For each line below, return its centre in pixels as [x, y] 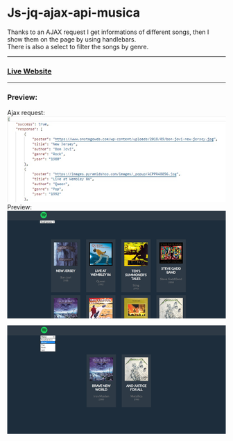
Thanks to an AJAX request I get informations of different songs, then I [108, 32]
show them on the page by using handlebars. [72, 39]
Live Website [29, 71]
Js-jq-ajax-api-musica [74, 13]
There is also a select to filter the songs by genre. [78, 46]
